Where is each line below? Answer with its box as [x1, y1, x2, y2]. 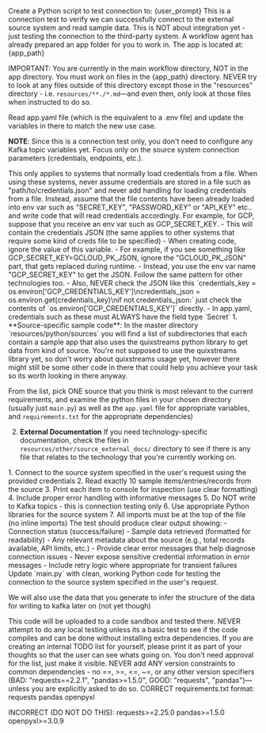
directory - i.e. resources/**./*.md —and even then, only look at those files [8, 89, 252, 98]
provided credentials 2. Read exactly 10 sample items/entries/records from [8, 476, 252, 485]
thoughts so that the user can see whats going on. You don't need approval [8, 650, 254, 659]
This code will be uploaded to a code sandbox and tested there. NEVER [8, 616, 241, 626]
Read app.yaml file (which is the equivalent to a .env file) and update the [8, 113, 244, 122]
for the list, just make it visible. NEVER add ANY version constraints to [8, 658, 236, 668]
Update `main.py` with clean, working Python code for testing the [8, 569, 222, 578]
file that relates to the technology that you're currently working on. [19, 452, 237, 462]
